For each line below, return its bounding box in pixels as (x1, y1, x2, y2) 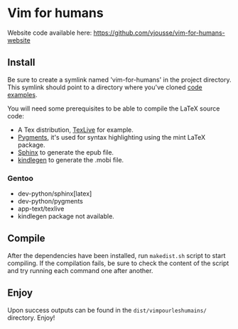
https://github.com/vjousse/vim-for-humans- (93, 28, 225, 37)
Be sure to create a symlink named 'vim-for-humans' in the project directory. (7, 75, 232, 84)
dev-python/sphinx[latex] (17, 189, 92, 198)
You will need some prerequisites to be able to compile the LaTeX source (7, 104, 220, 113)
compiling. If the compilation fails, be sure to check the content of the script (7, 259, 229, 267)
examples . (7, 90, 38, 99)
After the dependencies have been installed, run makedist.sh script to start (7, 251, 226, 260)
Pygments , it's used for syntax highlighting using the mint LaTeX (17, 133, 206, 141)
